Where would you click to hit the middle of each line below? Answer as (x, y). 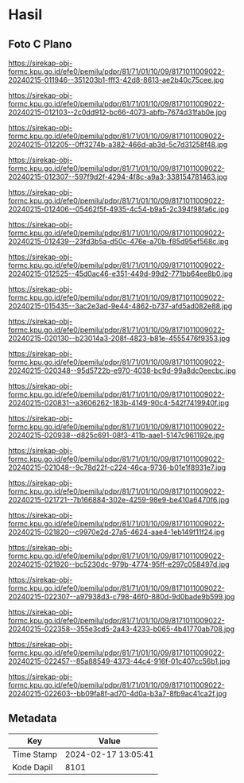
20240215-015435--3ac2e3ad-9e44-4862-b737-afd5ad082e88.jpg (120, 306)
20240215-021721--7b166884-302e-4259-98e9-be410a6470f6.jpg (119, 500)
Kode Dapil (33, 767)
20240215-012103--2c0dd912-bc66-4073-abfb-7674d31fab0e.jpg (117, 112)
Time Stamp (35, 754)
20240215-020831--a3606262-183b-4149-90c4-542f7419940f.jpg (119, 403)
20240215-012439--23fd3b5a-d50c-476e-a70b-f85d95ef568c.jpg (118, 241)
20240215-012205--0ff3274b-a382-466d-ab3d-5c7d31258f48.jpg (118, 144)
